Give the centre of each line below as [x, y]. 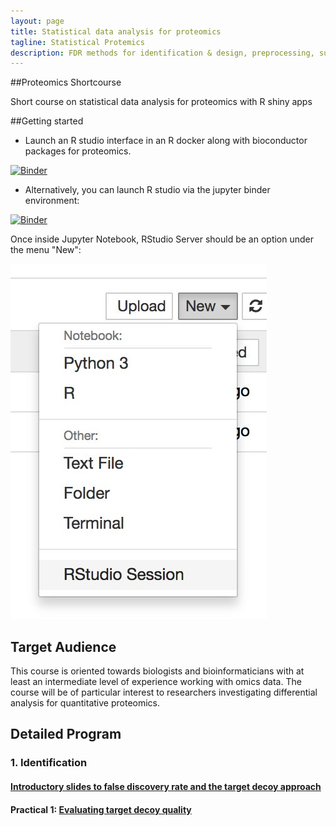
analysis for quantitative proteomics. [85, 703]
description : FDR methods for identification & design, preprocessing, [162, 53]
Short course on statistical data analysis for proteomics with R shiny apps [161, 102]
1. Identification [49, 763]
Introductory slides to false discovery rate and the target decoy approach [166, 786]
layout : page [37, 21]
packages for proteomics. [78, 151]
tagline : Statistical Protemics [77, 42]
